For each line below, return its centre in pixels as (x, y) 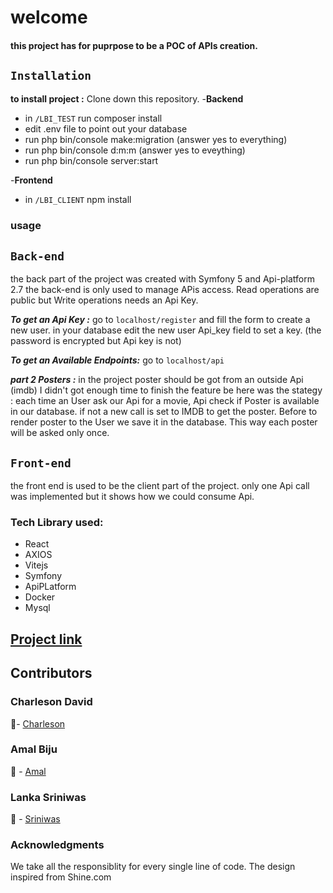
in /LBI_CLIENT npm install (78, 199)
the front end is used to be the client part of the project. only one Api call (160, 486)
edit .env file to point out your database (106, 128)
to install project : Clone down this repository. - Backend (127, 98)
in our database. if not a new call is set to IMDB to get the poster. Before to (164, 412)
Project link (46, 639)
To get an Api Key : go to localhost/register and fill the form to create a (160, 320)
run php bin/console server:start (91, 160)
